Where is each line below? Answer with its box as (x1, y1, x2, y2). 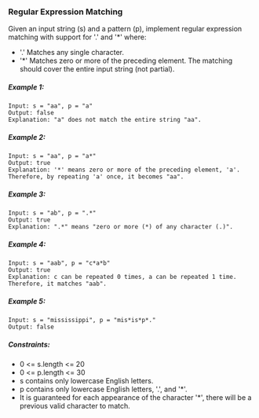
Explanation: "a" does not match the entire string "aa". (8, 116, 202, 124)
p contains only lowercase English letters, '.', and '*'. (19, 384, 188, 394)
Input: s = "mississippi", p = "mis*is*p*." (8, 317, 156, 324)
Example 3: (8, 189, 46, 199)
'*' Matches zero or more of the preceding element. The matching (19, 56, 233, 65)
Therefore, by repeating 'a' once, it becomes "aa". (8, 173, 184, 181)
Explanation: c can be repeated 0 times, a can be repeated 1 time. (8, 273, 237, 281)
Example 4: (8, 239, 46, 249)
